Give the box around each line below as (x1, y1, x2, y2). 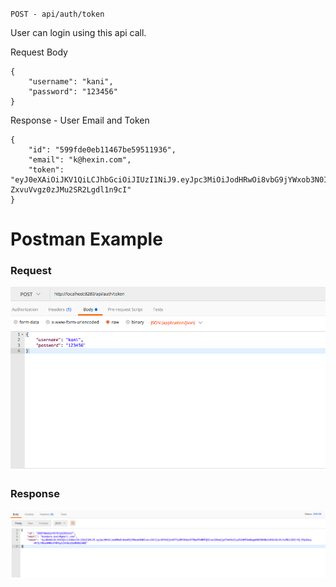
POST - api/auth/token (10, 9, 105, 19)
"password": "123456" (28, 87, 118, 97)
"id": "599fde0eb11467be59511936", (28, 145, 177, 155)
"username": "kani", (28, 77, 114, 87)
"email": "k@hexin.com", (28, 155, 132, 165)
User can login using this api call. (10, 27, 147, 38)
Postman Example (10, 228, 163, 251)
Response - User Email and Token (10, 114, 150, 126)
